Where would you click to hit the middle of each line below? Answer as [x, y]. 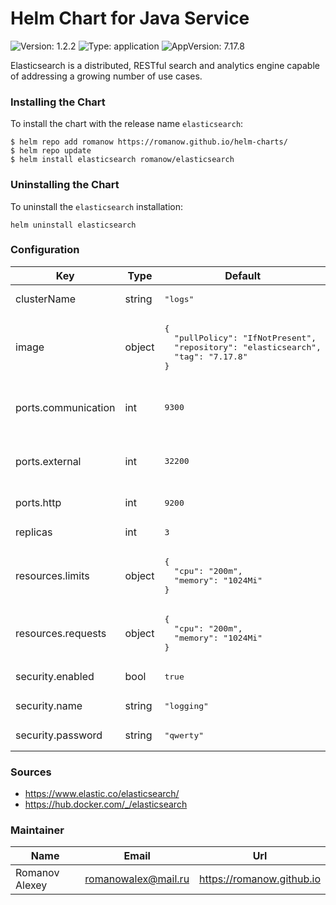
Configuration [45, 250]
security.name [49, 706]
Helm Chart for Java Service [130, 18]
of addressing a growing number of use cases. [106, 76]
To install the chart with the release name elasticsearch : [127, 124]
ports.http [38, 503]
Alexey [31, 885]
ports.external [48, 461]
